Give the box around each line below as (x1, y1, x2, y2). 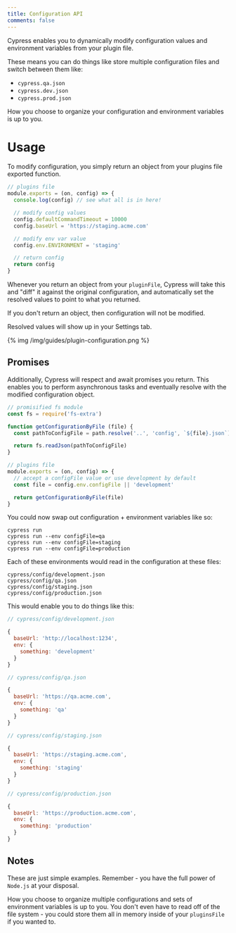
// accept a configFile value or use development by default (13, 475, 197, 482)
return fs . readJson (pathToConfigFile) (13, 442, 128, 449)
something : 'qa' (20, 706, 68, 713)
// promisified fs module (7, 403, 83, 411)
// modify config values (13, 209, 86, 217)
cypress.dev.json (17, 87, 69, 94)
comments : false (7, 17, 55, 24)
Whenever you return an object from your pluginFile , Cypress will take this (7, 280, 226, 289)
